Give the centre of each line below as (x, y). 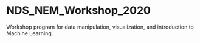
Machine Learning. (30, 33)
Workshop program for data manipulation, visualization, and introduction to (100, 27)
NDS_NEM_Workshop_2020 (78, 10)
